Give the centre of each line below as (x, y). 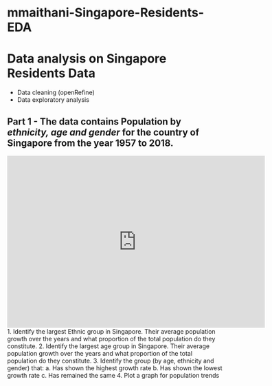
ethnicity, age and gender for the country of (103, 132)
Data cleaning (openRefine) (56, 93)
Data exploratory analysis (53, 100)
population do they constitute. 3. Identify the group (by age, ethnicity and (111, 361)
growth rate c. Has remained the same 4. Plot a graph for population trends (113, 375)
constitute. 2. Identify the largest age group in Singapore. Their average (109, 346)
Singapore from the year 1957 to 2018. (90, 143)
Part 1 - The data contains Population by (94, 121)
